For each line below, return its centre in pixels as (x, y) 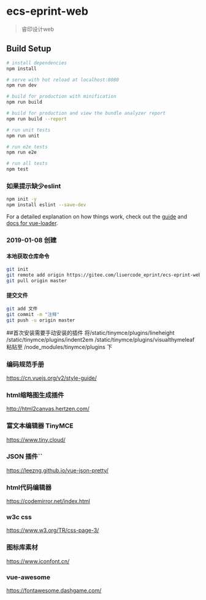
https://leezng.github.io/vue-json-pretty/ (58, 470)
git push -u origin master (41, 320)
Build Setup (29, 49)
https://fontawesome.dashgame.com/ (54, 590)
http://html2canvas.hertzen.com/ (48, 409)
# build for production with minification (61, 96)
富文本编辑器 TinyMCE (40, 426)
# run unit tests (29, 130)
